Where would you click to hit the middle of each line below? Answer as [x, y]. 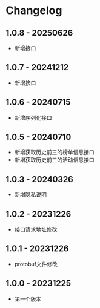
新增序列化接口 [33, 117]
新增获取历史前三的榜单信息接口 [54, 152]
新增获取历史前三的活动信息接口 [54, 160]
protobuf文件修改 [36, 264]
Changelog [34, 11]
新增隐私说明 [30, 195]
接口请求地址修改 [36, 229]
